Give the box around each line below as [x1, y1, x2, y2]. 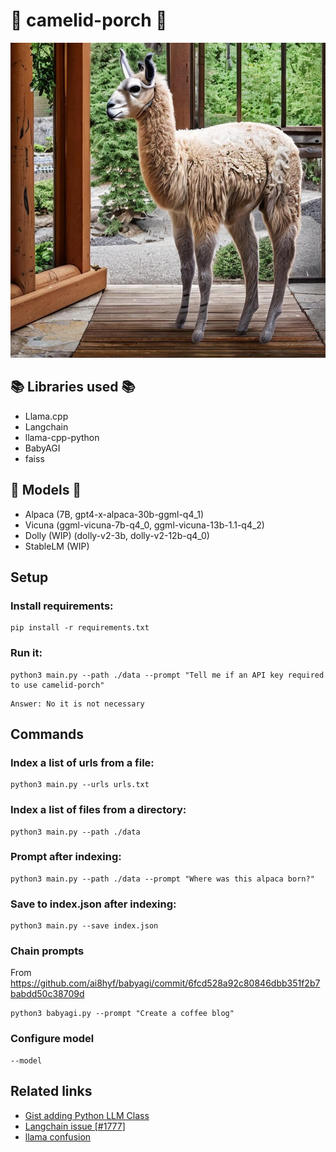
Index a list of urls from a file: [10, 755, 155, 769]
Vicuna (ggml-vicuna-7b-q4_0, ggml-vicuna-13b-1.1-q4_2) [24, 519, 265, 531]
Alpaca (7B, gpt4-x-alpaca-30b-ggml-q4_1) [24, 508, 205, 520]
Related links [10, 1083, 93, 1100]
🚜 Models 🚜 [10, 482, 82, 499]
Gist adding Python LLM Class [24, 1109, 150, 1121]
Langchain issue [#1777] [24, 1120, 126, 1132]
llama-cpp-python [24, 431, 100, 443]
